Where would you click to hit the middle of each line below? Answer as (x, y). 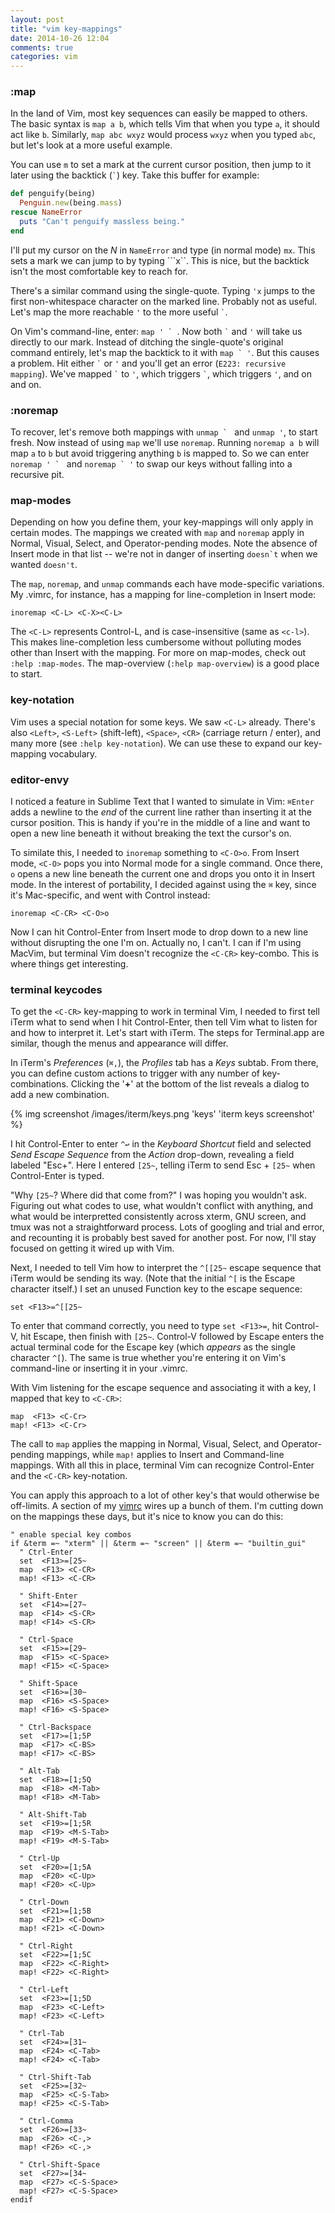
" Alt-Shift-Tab (53, 1815)
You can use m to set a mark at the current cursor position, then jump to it (161, 165)
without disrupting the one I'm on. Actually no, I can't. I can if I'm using (156, 942)
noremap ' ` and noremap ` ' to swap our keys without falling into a (151, 464)
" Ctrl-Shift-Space (60, 2165)
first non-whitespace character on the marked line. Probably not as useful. (164, 301)
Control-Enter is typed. (57, 1176)
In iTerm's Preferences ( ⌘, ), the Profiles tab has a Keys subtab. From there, (164, 1063)
